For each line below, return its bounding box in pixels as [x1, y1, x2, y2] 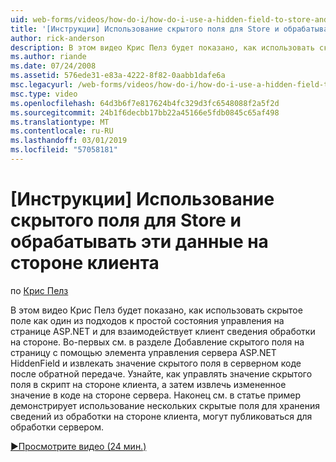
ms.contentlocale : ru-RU [10, 126, 114, 136]
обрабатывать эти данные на [10, 231, 269, 253]
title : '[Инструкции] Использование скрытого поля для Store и [10, 24, 280, 34]
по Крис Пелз [10, 284, 69, 296]
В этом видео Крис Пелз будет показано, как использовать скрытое [10, 304, 303, 316]
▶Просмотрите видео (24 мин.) [10, 440, 147, 452]
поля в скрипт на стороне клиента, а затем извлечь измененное [10, 378, 287, 390]
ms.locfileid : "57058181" [10, 145, 118, 155]
